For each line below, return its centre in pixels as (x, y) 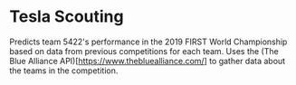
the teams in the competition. (64, 71)
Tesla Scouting (67, 17)
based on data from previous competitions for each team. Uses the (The (144, 51)
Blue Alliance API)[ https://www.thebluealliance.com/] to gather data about (148, 61)
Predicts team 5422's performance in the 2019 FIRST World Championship (148, 42)
